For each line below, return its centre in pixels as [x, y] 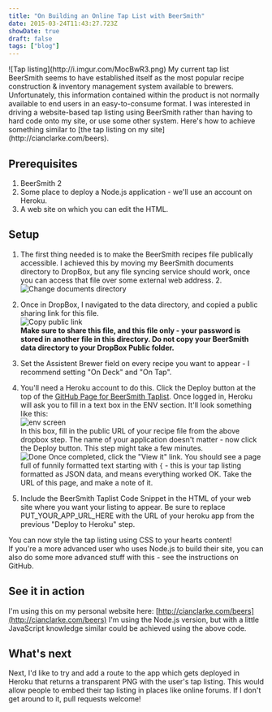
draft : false [30, 39]
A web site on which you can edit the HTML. [94, 209]
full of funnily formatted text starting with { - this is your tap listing [131, 465]
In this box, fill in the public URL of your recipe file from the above [130, 430]
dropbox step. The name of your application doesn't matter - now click [138, 439]
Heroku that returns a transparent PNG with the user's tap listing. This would [136, 682]
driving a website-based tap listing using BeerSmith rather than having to [131, 112]
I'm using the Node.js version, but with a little [184, 619]
